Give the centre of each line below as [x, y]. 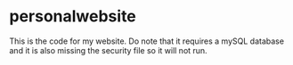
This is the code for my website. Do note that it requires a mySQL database [147, 41]
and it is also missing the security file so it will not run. [108, 50]
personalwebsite [73, 16]
